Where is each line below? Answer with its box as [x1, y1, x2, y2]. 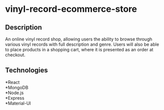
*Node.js [5, 90, 24, 96]
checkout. [5, 52, 26, 58]
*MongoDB [5, 84, 29, 90]
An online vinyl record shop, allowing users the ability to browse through [5, 36, 153, 42]
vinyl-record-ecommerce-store [5, 3, 137, 15]
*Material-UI [5, 100, 31, 106]
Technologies [5, 66, 48, 74]
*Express [5, 95, 25, 101]
